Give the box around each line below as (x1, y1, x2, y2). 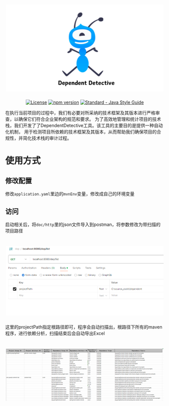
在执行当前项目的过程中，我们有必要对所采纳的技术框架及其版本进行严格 (5, 110, 155, 116)
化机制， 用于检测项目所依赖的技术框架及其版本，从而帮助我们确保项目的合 (5, 129, 161, 135)
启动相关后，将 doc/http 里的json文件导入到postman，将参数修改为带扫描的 (5, 222, 161, 228)
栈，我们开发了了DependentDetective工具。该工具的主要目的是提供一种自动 (5, 123, 163, 129)
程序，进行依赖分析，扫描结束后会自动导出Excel (5, 331, 105, 337)
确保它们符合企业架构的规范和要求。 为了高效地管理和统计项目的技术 (18, 116, 161, 123)
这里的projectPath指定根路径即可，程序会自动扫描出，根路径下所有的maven (5, 324, 162, 330)
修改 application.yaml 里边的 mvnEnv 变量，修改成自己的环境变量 (5, 191, 135, 197)
